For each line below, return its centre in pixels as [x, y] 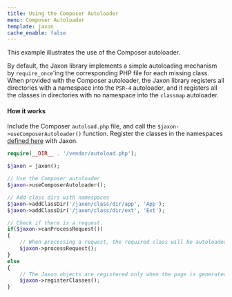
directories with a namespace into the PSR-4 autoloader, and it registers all [112, 88]
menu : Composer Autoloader [46, 20]
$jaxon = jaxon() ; [33, 166]
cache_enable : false [37, 33]
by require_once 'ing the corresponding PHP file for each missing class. [108, 73]
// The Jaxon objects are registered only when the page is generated [123, 274]
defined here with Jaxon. [42, 141]
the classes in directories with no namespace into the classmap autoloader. [113, 95]
